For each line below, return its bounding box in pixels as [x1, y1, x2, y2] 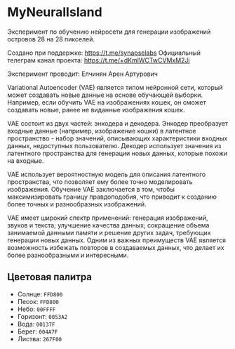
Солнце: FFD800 [17, 289, 63, 298]
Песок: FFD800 [17, 297, 60, 305]
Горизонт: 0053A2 [17, 312, 68, 320]
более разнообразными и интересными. [7, 251, 129, 259]
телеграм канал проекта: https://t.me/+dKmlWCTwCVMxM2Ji [7, 55, 191, 64]
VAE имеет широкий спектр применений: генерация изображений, [7, 213, 208, 222]
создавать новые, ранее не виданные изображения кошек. [7, 105, 185, 114]
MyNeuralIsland [7, 4, 103, 20]
